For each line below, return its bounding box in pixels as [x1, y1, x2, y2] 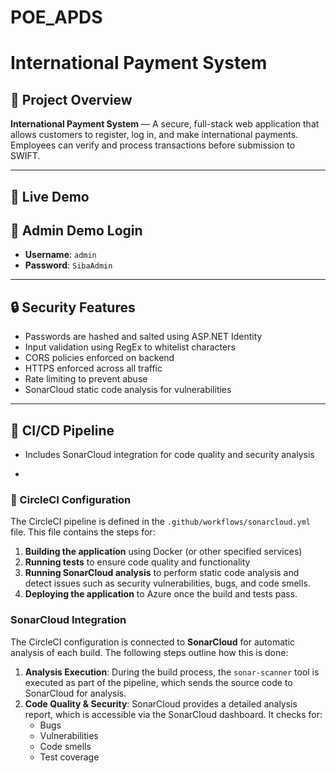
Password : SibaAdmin [24, 259, 113, 271]
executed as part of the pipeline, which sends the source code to [24, 676, 293, 688]
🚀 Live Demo [10, 188, 90, 205]
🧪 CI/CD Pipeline [10, 422, 115, 439]
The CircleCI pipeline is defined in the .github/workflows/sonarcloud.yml [10, 516, 312, 528]
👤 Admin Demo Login [10, 222, 143, 239]
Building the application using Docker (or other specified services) [24, 546, 303, 558]
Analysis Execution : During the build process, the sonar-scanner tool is [24, 666, 320, 678]
